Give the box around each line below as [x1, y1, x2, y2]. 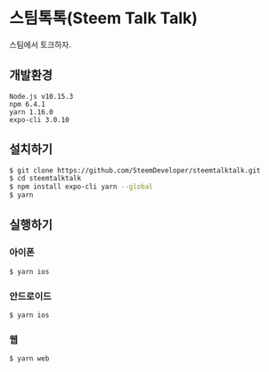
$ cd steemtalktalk [9, 174, 82, 183]
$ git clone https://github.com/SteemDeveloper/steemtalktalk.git [9, 166, 261, 174]
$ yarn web [9, 354, 50, 363]
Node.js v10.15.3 [9, 92, 74, 101]
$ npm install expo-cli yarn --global [9, 182, 153, 191]
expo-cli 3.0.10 [9, 115, 69, 125]
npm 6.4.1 [9, 100, 46, 109]
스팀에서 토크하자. [9, 39, 72, 50]
